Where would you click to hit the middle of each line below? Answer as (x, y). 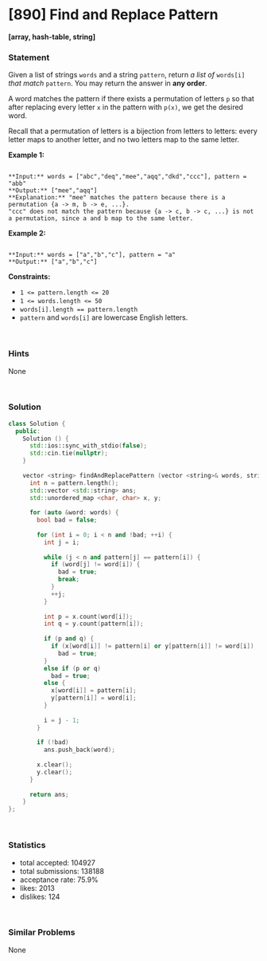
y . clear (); (55, 772)
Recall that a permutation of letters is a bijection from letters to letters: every (133, 131)
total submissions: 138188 (62, 871)
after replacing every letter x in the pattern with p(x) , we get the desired (126, 107)
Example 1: (27, 155)
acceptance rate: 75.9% (59, 880)
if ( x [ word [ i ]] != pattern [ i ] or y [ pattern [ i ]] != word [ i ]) (152, 646)
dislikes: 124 (40, 896)
